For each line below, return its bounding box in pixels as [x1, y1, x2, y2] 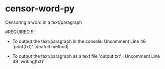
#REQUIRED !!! [5, 29, 35, 34]
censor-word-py [5, 3, 75, 14]
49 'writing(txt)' [12, 58, 45, 64]
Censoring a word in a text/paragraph [5, 19, 82, 25]
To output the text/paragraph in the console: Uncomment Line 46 [12, 38, 146, 44]
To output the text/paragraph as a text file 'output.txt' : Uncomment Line [12, 53, 160, 59]
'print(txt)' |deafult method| [12, 43, 69, 49]
